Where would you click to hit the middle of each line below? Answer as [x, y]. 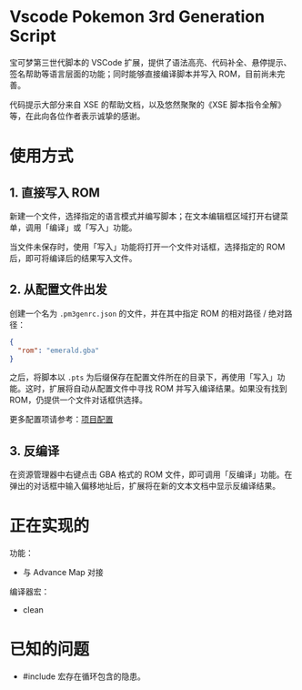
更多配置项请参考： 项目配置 [61, 420]
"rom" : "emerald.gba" [59, 350]
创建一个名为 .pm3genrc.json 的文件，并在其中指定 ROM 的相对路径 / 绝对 [147, 313]
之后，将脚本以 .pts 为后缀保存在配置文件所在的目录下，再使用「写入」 [143, 377]
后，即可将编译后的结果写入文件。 [73, 258]
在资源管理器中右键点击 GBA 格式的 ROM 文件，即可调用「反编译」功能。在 [151, 474]
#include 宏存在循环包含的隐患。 [84, 676]
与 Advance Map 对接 [63, 573]
